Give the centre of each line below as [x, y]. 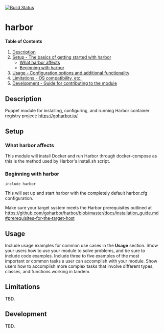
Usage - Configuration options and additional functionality [71, 73]
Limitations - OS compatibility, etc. [47, 78]
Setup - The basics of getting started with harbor [62, 57]
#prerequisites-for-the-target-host [40, 218]
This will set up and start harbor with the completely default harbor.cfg [76, 193]
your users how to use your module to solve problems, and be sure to [75, 251]
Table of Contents [24, 41]
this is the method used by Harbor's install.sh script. [58, 161]
